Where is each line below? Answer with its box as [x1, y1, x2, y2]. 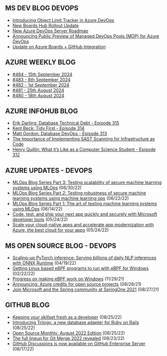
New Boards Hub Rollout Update [12, 22, 79, 28]
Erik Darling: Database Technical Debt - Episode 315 [12, 120, 119, 126]
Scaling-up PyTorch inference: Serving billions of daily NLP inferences [12, 255, 157, 261]
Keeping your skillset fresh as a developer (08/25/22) [12, 314, 122, 320]
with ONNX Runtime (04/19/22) [12, 260, 77, 266]
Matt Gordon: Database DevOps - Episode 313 [12, 130, 107, 136]
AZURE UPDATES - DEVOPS [5, 166, 93, 175]
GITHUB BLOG [5, 301, 50, 309]
